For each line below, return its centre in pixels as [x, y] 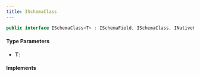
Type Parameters [28, 41]
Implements [21, 68]
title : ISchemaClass [32, 12]
